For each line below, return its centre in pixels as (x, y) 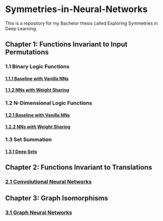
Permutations (27, 52)
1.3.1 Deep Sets (21, 152)
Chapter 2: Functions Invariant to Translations (79, 167)
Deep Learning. (21, 28)
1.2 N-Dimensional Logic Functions (49, 103)
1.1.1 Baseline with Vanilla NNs (37, 79)
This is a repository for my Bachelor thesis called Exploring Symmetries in (81, 23)
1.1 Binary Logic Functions (37, 66)
